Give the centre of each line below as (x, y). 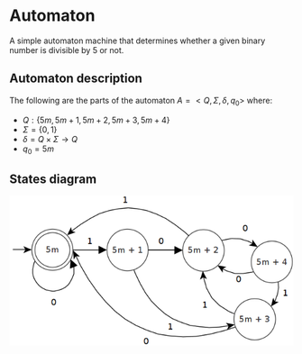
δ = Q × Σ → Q (50, 139)
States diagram (53, 179)
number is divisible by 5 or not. (67, 50)
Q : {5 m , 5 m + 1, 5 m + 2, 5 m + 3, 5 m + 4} (96, 120)
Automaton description (76, 79)
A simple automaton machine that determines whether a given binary (137, 41)
